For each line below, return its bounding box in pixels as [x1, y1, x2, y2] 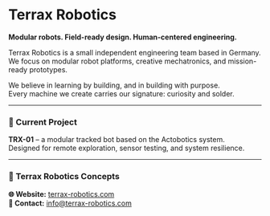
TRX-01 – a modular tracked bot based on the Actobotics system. [8, 135, 225, 145]
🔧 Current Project [8, 116, 78, 128]
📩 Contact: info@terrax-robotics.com [8, 198, 133, 208]
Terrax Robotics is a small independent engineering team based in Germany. [8, 47, 261, 57]
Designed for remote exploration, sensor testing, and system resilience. [8, 143, 245, 153]
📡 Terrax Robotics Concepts [8, 171, 121, 182]
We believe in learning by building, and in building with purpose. [8, 80, 221, 90]
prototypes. [29, 64, 68, 74]
